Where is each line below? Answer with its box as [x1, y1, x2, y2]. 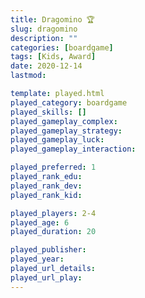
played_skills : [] [10, 107, 87, 117]
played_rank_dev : [10, 181, 83, 191]
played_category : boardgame [10, 97, 128, 108]
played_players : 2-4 [10, 208, 97, 218]
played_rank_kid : [10, 190, 83, 200]
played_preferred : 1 [10, 162, 97, 173]
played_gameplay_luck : [10, 135, 105, 145]
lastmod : [10, 71, 47, 81]
